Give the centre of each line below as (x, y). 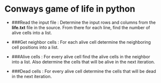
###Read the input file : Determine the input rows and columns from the (84, 22)
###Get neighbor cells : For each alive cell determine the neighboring (81, 42)
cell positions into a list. (35, 47)
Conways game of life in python (70, 9)
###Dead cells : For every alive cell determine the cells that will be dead (84, 71)
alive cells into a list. (32, 33)
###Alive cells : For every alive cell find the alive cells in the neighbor (81, 56)
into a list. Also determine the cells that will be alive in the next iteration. (83, 62)
